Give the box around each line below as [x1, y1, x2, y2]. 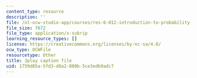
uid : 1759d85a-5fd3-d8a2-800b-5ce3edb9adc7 [6, 63, 114, 69]
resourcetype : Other [6, 52, 57, 58]
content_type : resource [6, 8, 64, 15]
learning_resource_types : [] [6, 36, 77, 42]
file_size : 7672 [6, 25, 46, 31]
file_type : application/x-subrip [6, 30, 88, 36]
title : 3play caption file [6, 57, 72, 63]
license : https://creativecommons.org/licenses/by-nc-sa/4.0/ [6, 42, 161, 48]
